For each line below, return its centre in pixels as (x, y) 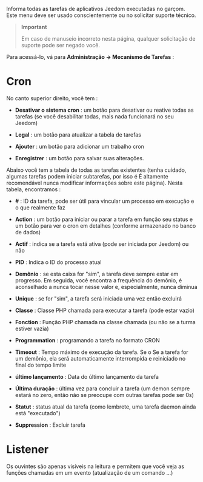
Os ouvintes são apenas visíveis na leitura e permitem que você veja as (95, 466)
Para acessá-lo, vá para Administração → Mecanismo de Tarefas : (90, 57)
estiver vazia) (32, 328)
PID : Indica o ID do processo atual (58, 262)
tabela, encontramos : (34, 189)
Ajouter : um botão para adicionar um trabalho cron (79, 146)
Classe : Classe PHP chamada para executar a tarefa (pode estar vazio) (105, 310)
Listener (28, 450)
